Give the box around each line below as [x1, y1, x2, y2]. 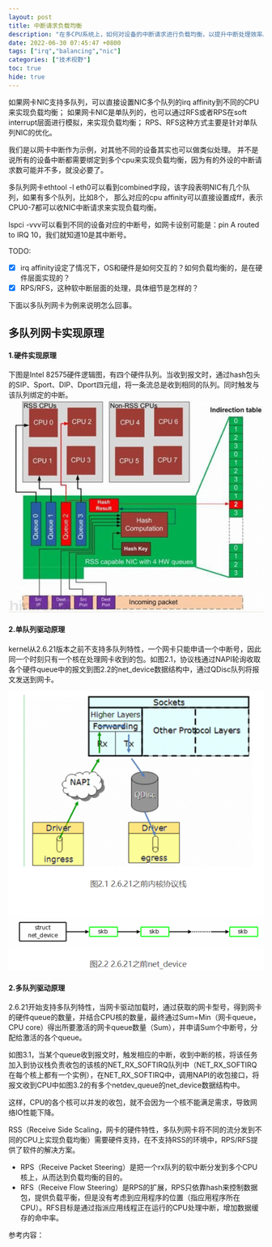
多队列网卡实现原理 [8, 327, 104, 340]
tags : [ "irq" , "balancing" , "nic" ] [8, 47, 121, 56]
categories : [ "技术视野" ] [8, 56, 91, 64]
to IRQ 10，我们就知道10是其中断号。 [8, 229, 131, 239]
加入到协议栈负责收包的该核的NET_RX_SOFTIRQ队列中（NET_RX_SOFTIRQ [8, 1060, 257, 1070]
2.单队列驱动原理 [8, 625, 66, 634]
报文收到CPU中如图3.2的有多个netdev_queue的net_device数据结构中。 [8, 1080, 244, 1090]
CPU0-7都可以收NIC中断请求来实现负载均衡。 [8, 203, 161, 212]
